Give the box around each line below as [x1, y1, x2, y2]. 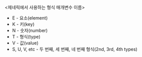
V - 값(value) [12, 40, 39, 46]
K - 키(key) [12, 21, 35, 27]
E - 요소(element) [12, 15, 48, 21]
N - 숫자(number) [12, 27, 48, 33]
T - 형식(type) [12, 34, 41, 39]
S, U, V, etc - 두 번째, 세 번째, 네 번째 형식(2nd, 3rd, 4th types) [12, 46, 137, 52]
